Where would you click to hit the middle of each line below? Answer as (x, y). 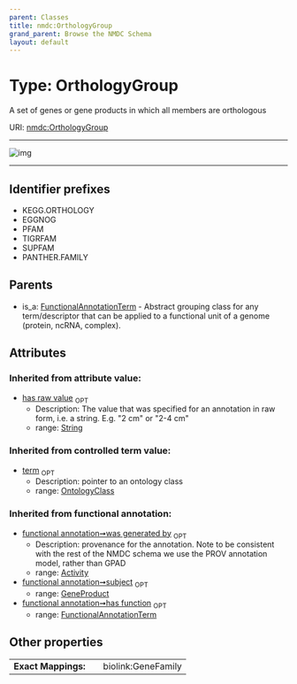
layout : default (39, 42)
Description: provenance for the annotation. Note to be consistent (155, 544)
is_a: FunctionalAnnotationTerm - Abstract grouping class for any (140, 306)
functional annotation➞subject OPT (85, 583)
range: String (59, 428)
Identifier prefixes (60, 189)
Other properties (56, 642)
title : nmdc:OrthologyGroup (61, 26)
